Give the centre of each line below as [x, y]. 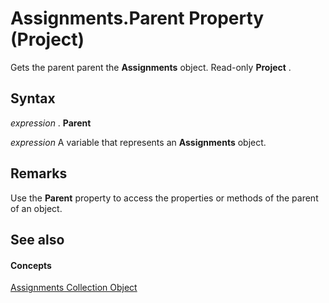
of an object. [36, 208]
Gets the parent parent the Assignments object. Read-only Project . [151, 67]
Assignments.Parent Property [137, 18]
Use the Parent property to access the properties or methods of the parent [164, 198]
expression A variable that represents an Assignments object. [138, 142]
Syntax [33, 98]
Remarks [39, 173]
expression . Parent [51, 123]
